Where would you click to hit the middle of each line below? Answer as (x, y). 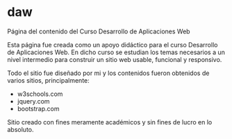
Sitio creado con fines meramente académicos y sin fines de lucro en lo (110, 122)
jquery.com (33, 101)
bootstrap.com (38, 108)
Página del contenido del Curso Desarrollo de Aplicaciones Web (99, 31)
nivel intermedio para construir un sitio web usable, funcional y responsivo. (115, 59)
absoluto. (20, 129)
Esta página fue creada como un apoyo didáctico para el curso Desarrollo (113, 44)
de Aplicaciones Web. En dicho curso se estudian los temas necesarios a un (116, 52)
